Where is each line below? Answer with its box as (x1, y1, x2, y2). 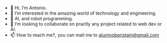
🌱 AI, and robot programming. (10, 16, 73, 21)
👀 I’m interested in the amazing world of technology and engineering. (10, 10, 157, 16)
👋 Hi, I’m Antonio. (10, 5, 47, 11)
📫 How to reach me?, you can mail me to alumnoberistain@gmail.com (10, 32, 159, 38)
